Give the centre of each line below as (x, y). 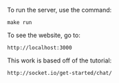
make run (20, 23)
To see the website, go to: (44, 35)
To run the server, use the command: (60, 10)
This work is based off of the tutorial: (60, 60)
